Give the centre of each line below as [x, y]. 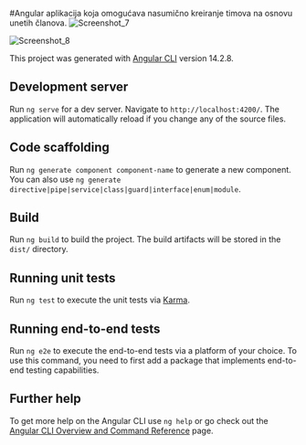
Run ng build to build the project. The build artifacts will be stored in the [145, 239]
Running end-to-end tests [85, 328]
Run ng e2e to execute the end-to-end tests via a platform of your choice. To [153, 351]
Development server [69, 87]
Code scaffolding [59, 148]
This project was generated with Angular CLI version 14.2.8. [122, 58]
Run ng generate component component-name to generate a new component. [151, 169]
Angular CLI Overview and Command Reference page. [111, 430]
